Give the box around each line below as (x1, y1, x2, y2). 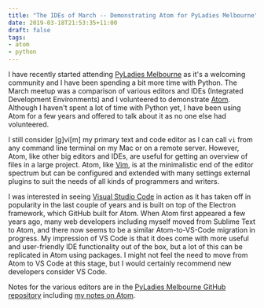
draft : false (8, 26, 51, 34)
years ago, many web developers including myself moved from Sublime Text (8, 217, 256, 226)
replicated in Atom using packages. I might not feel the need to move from (8, 251, 248, 259)
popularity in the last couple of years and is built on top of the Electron (8, 200, 236, 209)
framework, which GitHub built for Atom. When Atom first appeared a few (8, 209, 246, 218)
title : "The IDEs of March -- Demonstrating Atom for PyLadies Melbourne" (8, 11, 258, 20)
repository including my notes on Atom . (8, 291, 136, 299)
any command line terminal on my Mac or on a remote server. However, (8, 143, 240, 152)
